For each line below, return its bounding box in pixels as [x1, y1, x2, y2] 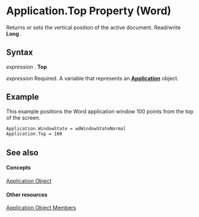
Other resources [6, 191, 48, 198]
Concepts [6, 164, 31, 171]
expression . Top [6, 63, 48, 70]
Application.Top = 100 [6, 131, 62, 137]
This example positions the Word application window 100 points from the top [6, 108, 194, 115]
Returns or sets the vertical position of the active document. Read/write [6, 24, 181, 31]
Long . [6, 30, 23, 37]
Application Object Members [6, 204, 76, 212]
